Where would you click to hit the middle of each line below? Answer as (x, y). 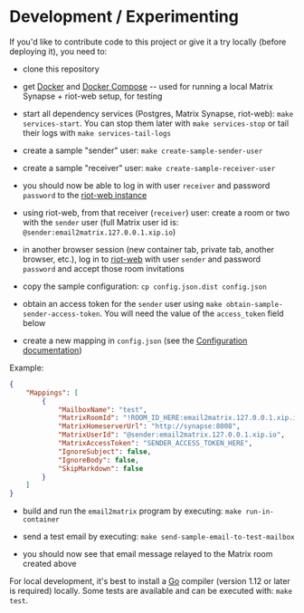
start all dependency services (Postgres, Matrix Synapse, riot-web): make (158, 113)
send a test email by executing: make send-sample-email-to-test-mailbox (159, 537)
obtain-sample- (254, 304)
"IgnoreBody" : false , (99, 460)
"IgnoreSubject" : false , (104, 451)
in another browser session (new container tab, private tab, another (148, 249)
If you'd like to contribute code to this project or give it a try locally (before (148, 42)
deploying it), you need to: (58, 51)
